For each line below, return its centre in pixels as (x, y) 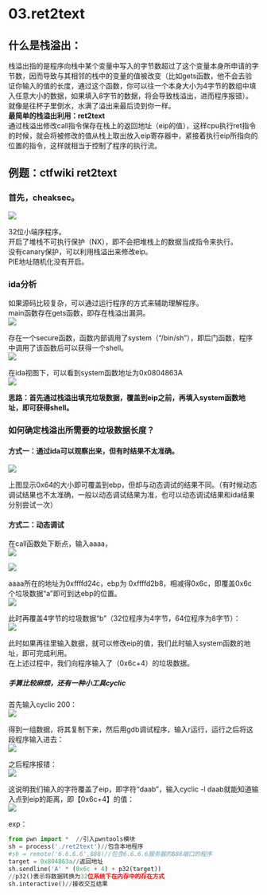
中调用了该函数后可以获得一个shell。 (68, 347)
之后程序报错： (33, 764)
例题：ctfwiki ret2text (63, 173)
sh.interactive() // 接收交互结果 (58, 884)
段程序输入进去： (36, 740)
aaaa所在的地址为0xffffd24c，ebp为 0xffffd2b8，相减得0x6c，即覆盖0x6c (130, 583)
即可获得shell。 (48, 407)
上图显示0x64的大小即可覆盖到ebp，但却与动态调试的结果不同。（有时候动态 (133, 485)
